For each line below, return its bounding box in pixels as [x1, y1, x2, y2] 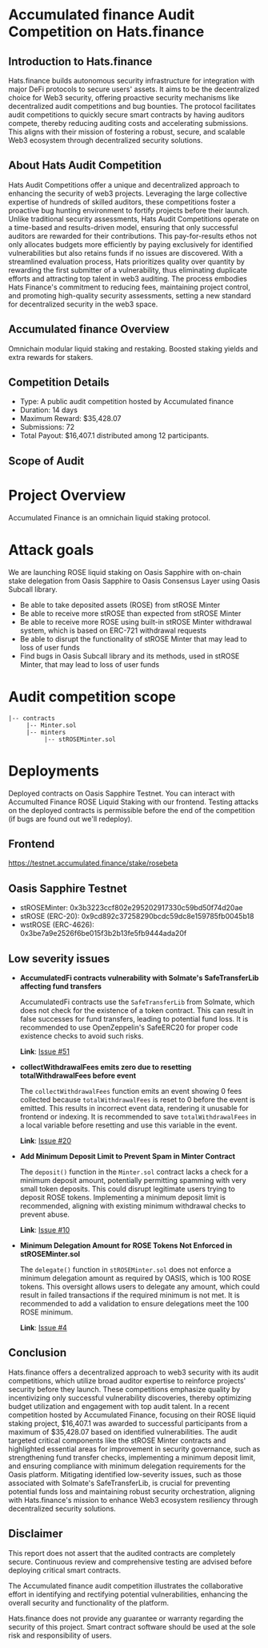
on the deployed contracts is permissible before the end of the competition [8, 805, 256, 815]
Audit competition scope [8, 687, 176, 706]
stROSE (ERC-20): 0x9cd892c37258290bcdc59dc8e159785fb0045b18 [19, 912, 254, 921]
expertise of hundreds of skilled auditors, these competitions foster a [8, 196, 236, 206]
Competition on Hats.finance [8, 22, 205, 41]
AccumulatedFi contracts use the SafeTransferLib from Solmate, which [19, 997, 255, 1007]
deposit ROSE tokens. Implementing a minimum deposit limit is [19, 1192, 226, 1202]
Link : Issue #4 [19, 1323, 68, 1333]
